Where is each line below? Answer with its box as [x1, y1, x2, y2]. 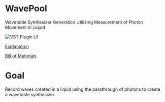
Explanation [5, 43, 29, 49]
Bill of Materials [5, 52, 37, 59]
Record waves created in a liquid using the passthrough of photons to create [5, 86, 161, 92]
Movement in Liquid [5, 24, 45, 30]
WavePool [5, 3, 48, 14]
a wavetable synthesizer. [5, 91, 56, 97]
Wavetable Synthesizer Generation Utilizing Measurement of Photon [5, 19, 143, 25]
